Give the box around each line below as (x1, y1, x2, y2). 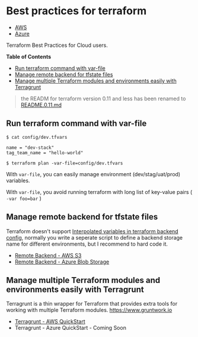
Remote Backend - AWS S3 (14, 252, 82, 259)
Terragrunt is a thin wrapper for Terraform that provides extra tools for (6, 300, 178, 307)
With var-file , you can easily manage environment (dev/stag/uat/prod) (6, 170, 181, 177)
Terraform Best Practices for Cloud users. (6, 42, 108, 49)
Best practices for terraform (6, 4, 147, 18)
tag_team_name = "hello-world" (6, 150, 84, 155)
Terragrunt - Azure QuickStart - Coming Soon (14, 325, 126, 332)
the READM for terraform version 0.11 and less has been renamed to (20, 95, 186, 102)
